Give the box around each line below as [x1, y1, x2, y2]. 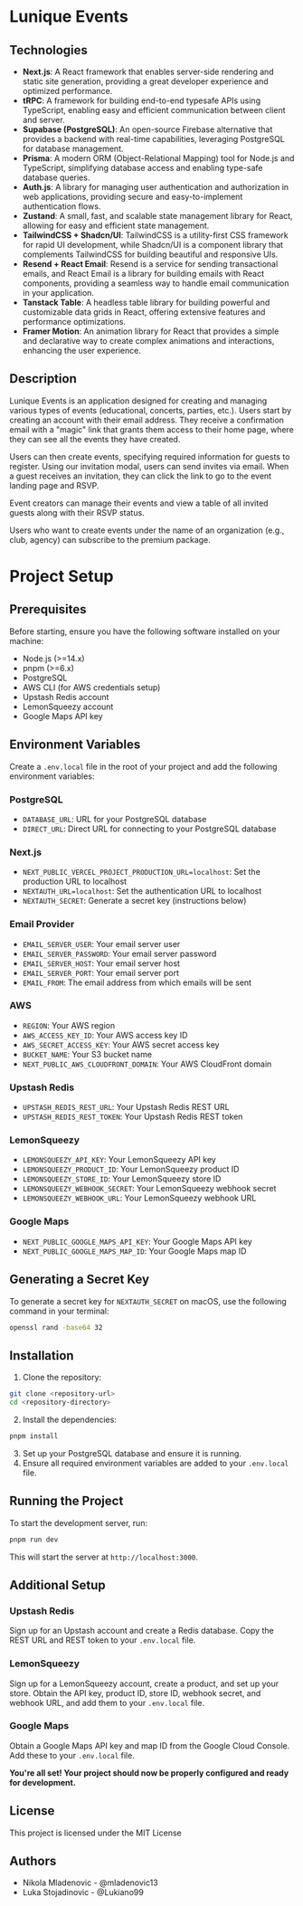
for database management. [22, 143, 124, 154]
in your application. [22, 288, 95, 298]
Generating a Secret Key [9, 1272, 150, 1287]
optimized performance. [22, 86, 113, 96]
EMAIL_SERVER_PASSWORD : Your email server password [22, 948, 217, 959]
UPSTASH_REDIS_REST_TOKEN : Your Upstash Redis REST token [22, 1111, 243, 1123]
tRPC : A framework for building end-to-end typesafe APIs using [22, 95, 260, 106]
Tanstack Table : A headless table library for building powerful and [22, 297, 270, 308]
